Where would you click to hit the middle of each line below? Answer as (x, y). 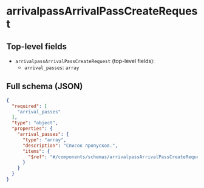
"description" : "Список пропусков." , (70, 146)
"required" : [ (29, 106)
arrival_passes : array (52, 67)
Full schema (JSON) (45, 86)
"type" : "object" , (35, 123)
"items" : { (36, 151)
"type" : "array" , (44, 140)
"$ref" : (38, 157)
